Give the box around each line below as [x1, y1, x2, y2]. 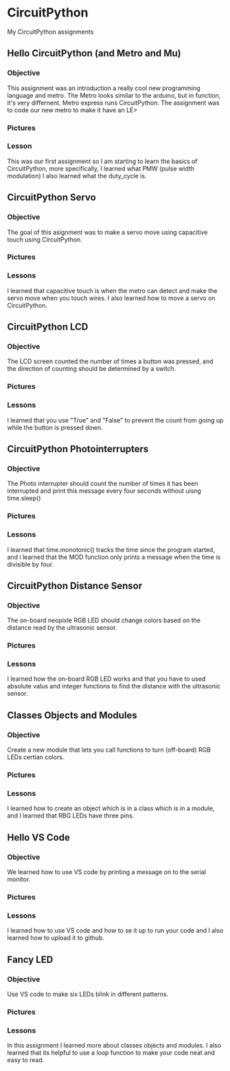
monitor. [7, 876, 31, 884]
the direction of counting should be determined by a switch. [7, 365, 176, 373]
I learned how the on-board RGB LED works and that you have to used [7, 675, 206, 683]
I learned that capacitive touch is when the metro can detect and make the [7, 286, 218, 295]
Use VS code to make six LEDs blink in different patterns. [7, 990, 169, 998]
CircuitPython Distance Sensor [7, 580, 143, 591]
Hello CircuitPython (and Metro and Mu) [7, 47, 181, 59]
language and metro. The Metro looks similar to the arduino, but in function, [7, 91, 221, 99]
